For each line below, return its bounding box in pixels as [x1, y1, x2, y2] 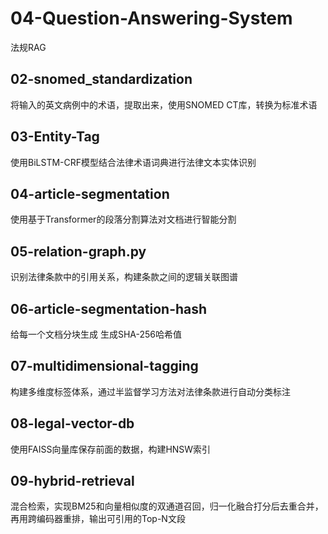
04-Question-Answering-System [10, 7, 293, 30]
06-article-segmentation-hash [10, 300, 208, 317]
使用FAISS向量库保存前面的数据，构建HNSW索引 [10, 443, 212, 455]
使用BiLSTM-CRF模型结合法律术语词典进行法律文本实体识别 [10, 156, 257, 168]
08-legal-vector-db [10, 415, 135, 432]
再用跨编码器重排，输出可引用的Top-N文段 [10, 513, 186, 525]
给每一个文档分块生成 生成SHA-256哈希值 [10, 328, 183, 340]
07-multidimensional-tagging [10, 358, 199, 375]
